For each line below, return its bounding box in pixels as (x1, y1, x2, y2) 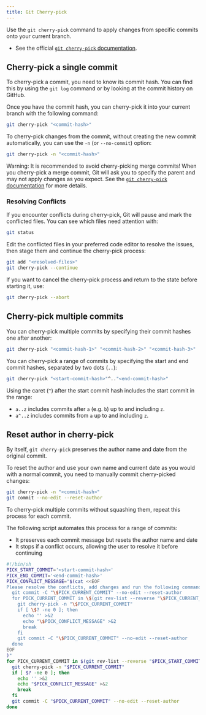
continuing (15, 549, 43, 557)
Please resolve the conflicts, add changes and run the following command (6, 584, 202, 590)
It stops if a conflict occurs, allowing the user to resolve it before (15, 543, 178, 550)
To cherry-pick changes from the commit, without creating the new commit (6, 133, 196, 140)
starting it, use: (6, 283, 44, 290)
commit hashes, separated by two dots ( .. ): (6, 364, 118, 371)
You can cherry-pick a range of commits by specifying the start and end (6, 357, 189, 364)
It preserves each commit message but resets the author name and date (15, 536, 198, 544)
